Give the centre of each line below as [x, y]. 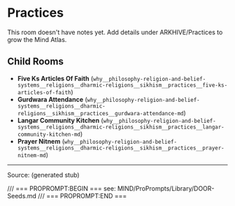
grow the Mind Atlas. [37, 39]
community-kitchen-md [49, 134]
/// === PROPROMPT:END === [83, 196]
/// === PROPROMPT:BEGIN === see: [62, 188]
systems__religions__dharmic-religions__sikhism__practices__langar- [121, 127]
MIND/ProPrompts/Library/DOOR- [166, 188]
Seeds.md [22, 196]
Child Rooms [36, 62]
